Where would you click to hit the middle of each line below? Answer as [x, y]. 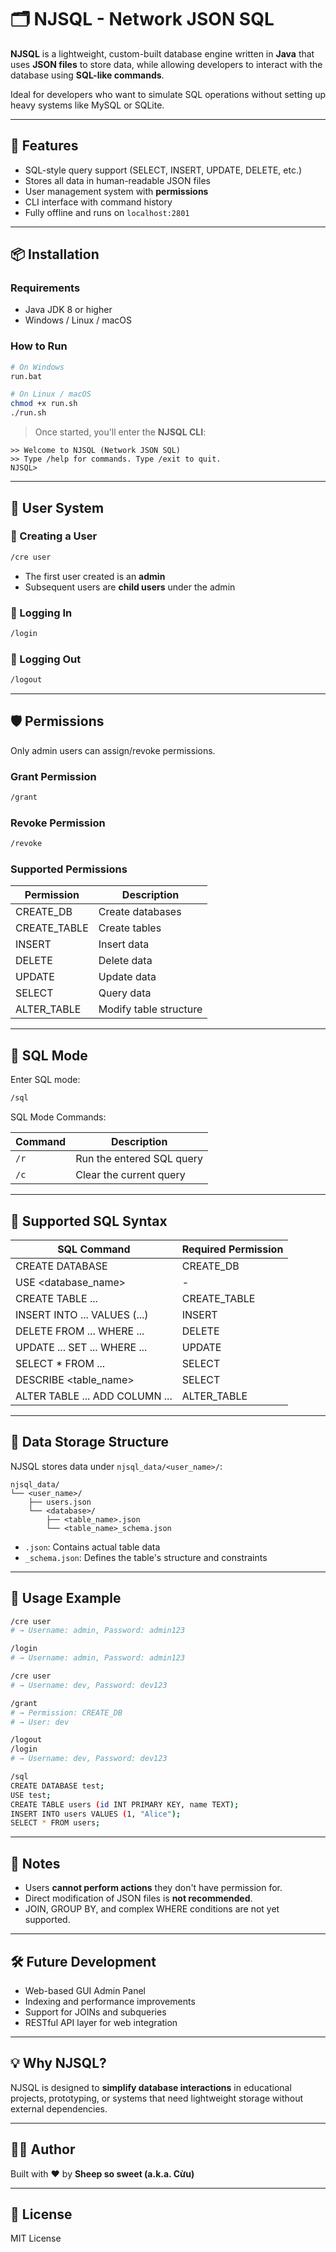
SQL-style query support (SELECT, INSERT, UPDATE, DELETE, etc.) [163, 170]
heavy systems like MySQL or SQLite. [87, 105]
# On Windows [37, 367]
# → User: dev [40, 1722]
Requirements [45, 288]
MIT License [36, 2238]
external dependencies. [59, 2108]
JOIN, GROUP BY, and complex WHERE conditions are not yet [152, 1909]
